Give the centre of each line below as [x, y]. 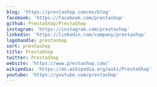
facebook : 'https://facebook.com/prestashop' [65, 18]
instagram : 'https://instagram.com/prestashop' [68, 29]
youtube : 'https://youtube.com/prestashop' [63, 75]
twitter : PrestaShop [33, 58]
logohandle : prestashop [37, 40]
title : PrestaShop [30, 52]
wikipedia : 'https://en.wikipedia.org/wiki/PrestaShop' [79, 69]
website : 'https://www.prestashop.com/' [59, 63]
